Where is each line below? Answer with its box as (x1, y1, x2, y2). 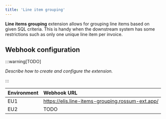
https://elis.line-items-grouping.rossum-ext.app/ (43, 98, 159, 105)
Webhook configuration (5, 45, 80, 54)
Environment (7, 89, 39, 96)
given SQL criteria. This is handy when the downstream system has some (5, 26, 155, 32)
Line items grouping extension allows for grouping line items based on (5, 21, 150, 27)
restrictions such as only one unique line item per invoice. (5, 31, 123, 37)
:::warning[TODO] (5, 59, 41, 65)
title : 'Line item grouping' (5, 7, 65, 12)
